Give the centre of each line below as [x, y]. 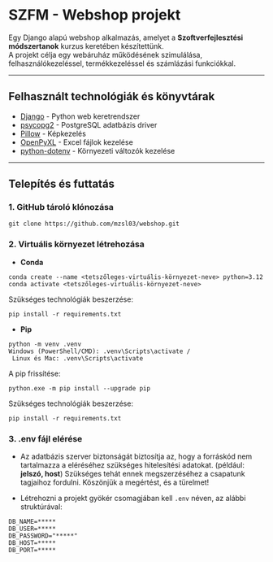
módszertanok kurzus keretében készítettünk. [86, 46]
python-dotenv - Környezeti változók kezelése [97, 150]
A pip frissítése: [35, 373]
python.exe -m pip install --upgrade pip [80, 388]
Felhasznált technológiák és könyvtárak [112, 96]
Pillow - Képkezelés [53, 133]
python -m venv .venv [45, 344]
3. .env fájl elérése [45, 438]
